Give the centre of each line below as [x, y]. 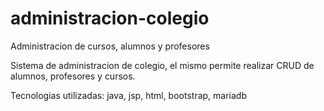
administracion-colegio [110, 18]
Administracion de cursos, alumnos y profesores [110, 46]
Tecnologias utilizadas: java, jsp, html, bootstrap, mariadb [128, 95]
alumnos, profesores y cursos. [73, 76]
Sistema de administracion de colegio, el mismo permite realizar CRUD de [162, 65]
